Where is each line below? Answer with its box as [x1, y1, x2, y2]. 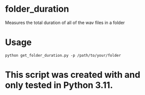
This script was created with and [5, 70, 141, 80]
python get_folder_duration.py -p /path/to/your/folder [5, 53, 121, 58]
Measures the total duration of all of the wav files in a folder [5, 20, 125, 25]
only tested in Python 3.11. [5, 80, 113, 91]
